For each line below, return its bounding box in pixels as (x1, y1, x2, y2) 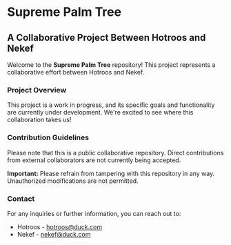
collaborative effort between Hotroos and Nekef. (7, 68, 145, 76)
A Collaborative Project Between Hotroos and (7, 32, 206, 43)
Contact (7, 194, 35, 204)
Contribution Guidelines (7, 133, 90, 142)
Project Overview (7, 85, 67, 95)
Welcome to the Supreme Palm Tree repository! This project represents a (7, 61, 216, 69)
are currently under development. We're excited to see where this (7, 108, 194, 117)
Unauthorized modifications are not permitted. (7, 177, 139, 185)
